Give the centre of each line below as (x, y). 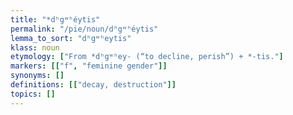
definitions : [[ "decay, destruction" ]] (93, 85)
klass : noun (35, 47)
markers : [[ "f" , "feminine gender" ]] (89, 66)
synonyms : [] (37, 76)
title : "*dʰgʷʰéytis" (55, 19)
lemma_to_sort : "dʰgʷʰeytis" (71, 38)
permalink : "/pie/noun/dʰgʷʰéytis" (84, 29)
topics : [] (33, 94)
